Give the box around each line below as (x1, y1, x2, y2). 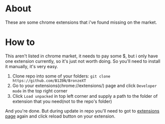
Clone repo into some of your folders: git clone (12, 73, 111, 79)
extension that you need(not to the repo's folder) (12, 98, 112, 104)
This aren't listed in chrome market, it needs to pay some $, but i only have (5, 53, 158, 59)
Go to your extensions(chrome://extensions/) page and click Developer (12, 83, 157, 88)
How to (5, 37, 35, 48)
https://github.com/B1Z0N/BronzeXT (12, 78, 86, 83)
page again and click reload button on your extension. (5, 113, 116, 119)
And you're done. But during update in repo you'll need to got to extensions (5, 108, 160, 114)
